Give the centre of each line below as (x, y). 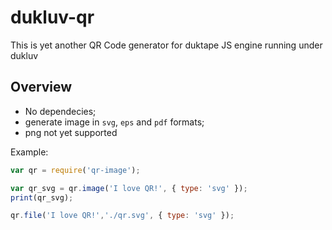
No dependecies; (60, 111)
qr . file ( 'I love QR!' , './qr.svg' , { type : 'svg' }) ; (122, 216)
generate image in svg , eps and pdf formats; (114, 122)
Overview (41, 87)
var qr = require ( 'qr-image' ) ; (75, 170)
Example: (29, 152)
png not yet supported (71, 132)
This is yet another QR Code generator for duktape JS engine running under (166, 45)
